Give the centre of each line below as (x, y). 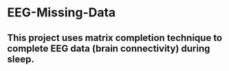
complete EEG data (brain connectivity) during (109, 48)
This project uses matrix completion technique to (115, 38)
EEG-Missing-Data (62, 13)
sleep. (21, 59)
